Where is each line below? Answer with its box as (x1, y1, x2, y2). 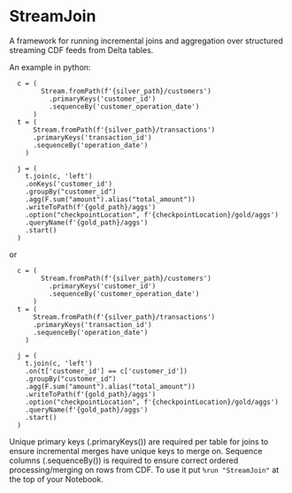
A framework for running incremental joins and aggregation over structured (9, 35, 283, 46)
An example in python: (9, 62, 91, 72)
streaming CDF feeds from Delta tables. (9, 44, 154, 55)
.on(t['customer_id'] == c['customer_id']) (25, 367, 188, 375)
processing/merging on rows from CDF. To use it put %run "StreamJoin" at (9, 464, 280, 474)
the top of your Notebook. (9, 474, 104, 484)
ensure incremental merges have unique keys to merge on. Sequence (9, 445, 263, 456)
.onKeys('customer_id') (25, 179, 113, 188)
